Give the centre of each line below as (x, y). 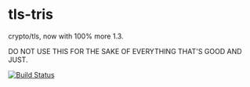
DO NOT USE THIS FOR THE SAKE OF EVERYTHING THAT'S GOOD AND (125, 51)
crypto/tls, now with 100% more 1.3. (66, 36)
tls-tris (31, 14)
